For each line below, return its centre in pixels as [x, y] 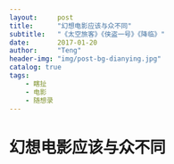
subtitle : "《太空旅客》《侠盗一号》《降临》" [87, 34]
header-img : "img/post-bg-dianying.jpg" [86, 59]
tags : [19, 76]
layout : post [41, 17]
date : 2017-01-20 [54, 42]
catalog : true [36, 68]
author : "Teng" [46, 51]
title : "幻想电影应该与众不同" [70, 26]
